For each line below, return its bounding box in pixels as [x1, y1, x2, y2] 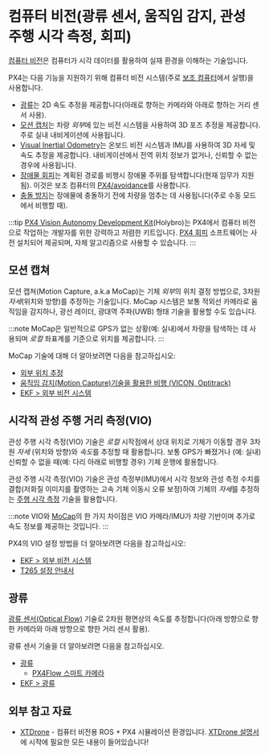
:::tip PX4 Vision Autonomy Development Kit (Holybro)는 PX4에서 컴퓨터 [8, 217, 241, 227]
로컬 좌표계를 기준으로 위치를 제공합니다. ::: [29, 333, 165, 343]
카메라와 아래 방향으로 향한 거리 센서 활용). [16, 624, 150, 634]
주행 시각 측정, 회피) [8, 27, 132, 46]
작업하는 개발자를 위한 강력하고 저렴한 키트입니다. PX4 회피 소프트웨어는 [22, 227, 249, 237]
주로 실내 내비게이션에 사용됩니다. [19, 130, 126, 139]
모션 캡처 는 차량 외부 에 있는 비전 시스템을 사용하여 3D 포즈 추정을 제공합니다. [19, 120, 261, 130]
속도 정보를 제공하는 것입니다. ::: [8, 521, 109, 531]
